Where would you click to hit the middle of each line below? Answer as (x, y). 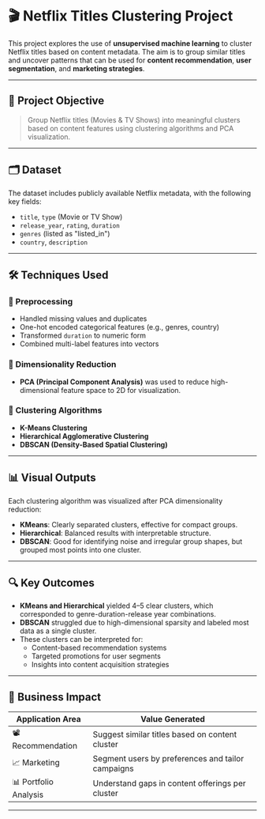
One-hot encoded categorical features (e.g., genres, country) (119, 327)
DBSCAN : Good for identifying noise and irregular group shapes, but (131, 541)
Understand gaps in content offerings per (169, 783)
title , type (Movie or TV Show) (71, 217)
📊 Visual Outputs (52, 478)
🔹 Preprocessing (41, 301)
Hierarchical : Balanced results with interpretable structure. (115, 533)
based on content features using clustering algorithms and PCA (131, 128)
